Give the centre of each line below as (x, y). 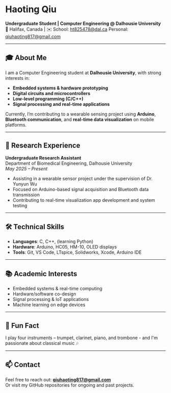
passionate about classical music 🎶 (42, 343)
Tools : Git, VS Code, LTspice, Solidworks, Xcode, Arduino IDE (77, 252)
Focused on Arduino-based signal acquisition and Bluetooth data (81, 189)
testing (20, 205)
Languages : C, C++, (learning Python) (53, 241)
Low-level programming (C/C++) (48, 99)
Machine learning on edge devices (49, 305)
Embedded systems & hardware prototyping (60, 88)
